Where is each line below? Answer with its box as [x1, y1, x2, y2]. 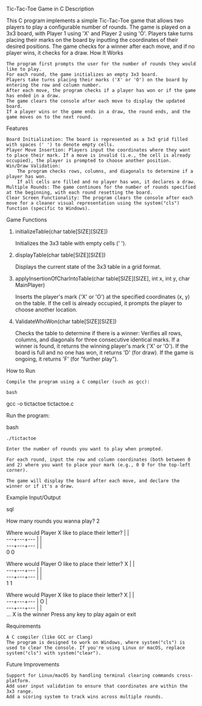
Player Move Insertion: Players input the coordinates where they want [6, 147, 191, 153]
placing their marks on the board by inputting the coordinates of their [6, 36, 178, 43]
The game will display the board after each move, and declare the [6, 478, 180, 484]
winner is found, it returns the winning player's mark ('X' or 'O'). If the [15, 342, 189, 350]
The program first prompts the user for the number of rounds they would [6, 61, 197, 67]
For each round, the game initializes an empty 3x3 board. [6, 72, 158, 78]
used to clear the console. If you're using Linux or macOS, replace [6, 645, 186, 651]
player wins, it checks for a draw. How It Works [6, 49, 124, 56]
